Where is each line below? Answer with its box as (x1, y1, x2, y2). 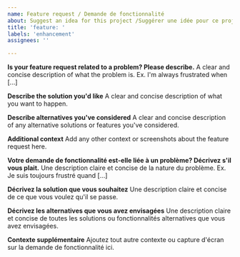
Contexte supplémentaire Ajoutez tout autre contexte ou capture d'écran (7, 236, 224, 244)
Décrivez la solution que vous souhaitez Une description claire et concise (7, 185, 227, 193)
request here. (7, 142, 47, 151)
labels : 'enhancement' (7, 30, 75, 38)
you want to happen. (7, 99, 68, 108)
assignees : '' (7, 37, 50, 44)
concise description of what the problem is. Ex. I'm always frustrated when (7, 71, 228, 79)
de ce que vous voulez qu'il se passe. (7, 193, 119, 201)
